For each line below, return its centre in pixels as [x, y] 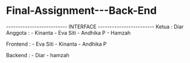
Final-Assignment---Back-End [81, 11]
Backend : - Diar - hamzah [38, 55]
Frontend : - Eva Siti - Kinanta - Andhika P [56, 44]
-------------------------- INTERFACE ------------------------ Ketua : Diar [95, 27]
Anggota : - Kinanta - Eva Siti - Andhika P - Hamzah [68, 32]
